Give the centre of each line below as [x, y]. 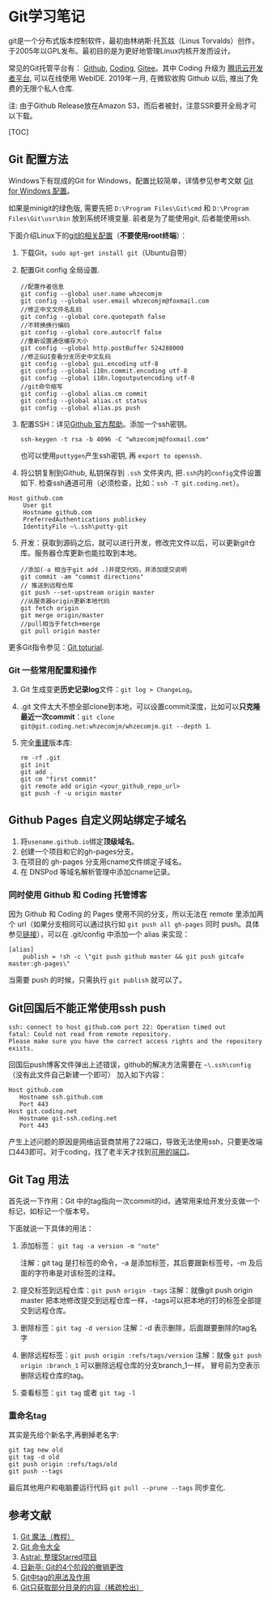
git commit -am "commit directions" [82, 577]
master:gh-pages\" [39, 964]
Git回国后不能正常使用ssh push [87, 1008]
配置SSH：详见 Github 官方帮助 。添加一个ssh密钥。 [106, 424]
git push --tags [36, 1472]
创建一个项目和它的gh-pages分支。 [79, 851]
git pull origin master [60, 631]
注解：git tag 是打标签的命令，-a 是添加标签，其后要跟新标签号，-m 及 [138, 1262]
